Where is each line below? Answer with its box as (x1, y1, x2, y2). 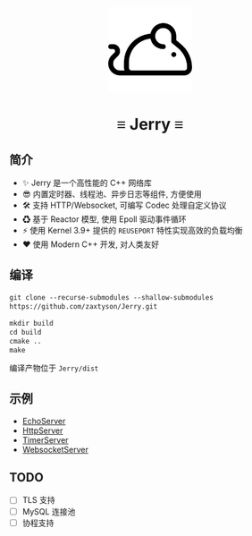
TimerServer (21, 434, 69, 445)
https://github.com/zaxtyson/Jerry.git (9, 302, 158, 311)
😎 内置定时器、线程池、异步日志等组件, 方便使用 (21, 189, 203, 199)
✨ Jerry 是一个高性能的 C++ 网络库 (21, 177, 152, 188)
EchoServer (21, 415, 66, 426)
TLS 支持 (21, 495, 55, 506)
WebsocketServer (21, 444, 89, 455)
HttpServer (21, 425, 63, 436)
